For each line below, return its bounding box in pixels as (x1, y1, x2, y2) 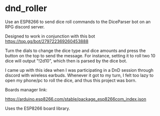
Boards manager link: (5, 87, 47, 92)
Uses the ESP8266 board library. (5, 105, 70, 111)
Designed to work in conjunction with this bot (5, 33, 95, 39)
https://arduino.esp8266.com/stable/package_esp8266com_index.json (5, 96, 146, 102)
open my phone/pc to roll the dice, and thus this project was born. (5, 77, 137, 83)
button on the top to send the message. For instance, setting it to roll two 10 (5, 52, 156, 58)
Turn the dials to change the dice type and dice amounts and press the (5, 48, 146, 53)
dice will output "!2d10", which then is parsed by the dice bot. (5, 58, 127, 64)
